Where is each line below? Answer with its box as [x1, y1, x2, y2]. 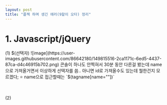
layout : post [5, 7, 32, 12]
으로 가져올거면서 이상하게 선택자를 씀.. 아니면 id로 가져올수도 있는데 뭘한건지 [5, 68, 156, 74]
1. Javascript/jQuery [5, 33, 91, 45]
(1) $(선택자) [5, 50, 30, 56]
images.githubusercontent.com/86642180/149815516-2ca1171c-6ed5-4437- [5, 55, 162, 62]
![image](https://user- [30, 50, 75, 56]
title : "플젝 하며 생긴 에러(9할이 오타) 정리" [5, 12, 91, 17]
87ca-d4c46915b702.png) [5, 61, 59, 67]
